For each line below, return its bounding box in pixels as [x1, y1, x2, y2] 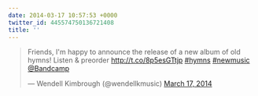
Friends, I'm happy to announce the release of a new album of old [27, 48, 241, 57]
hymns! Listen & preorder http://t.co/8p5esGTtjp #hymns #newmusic [27, 55, 250, 65]
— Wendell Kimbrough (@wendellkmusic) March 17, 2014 [27, 79, 212, 88]
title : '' [8, 26, 41, 34]
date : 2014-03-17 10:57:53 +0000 [8, 11, 118, 20]
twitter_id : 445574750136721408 [8, 19, 114, 27]
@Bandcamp [27, 64, 70, 73]
